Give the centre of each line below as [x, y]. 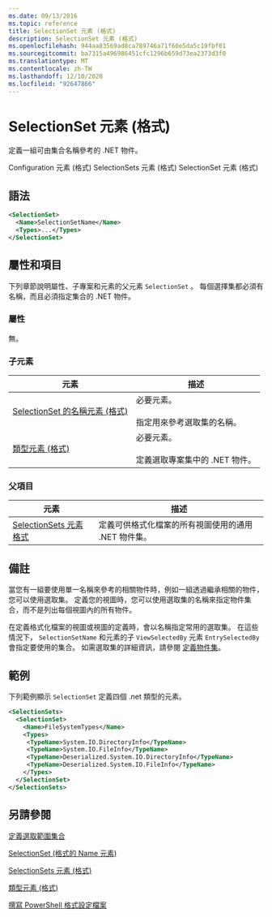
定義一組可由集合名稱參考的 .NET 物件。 [75, 150]
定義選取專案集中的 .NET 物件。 [196, 460]
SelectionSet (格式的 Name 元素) [63, 853]
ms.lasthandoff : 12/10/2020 [56, 76]
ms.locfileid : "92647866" [52, 84]
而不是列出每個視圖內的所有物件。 [79, 610]
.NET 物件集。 [125, 537]
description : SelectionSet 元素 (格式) [73, 39]
